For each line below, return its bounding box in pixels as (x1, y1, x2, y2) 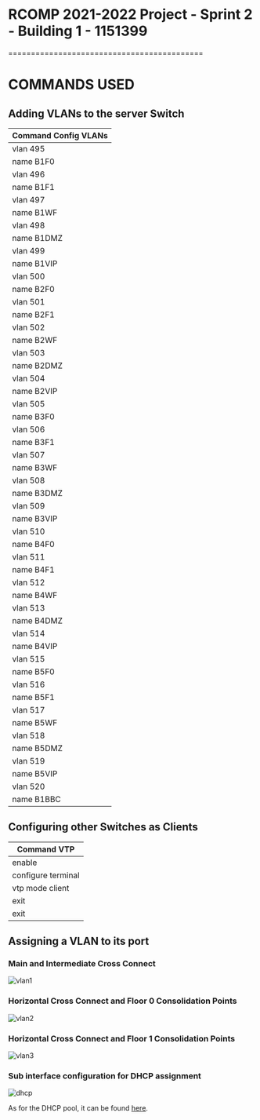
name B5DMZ (12, 742, 63, 753)
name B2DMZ (12, 359, 63, 370)
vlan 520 (12, 781, 45, 792)
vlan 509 (12, 500, 45, 511)
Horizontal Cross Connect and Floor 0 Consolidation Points (8, 995, 237, 1006)
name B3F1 (12, 436, 55, 447)
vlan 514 (12, 628, 45, 639)
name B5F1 (12, 691, 55, 702)
